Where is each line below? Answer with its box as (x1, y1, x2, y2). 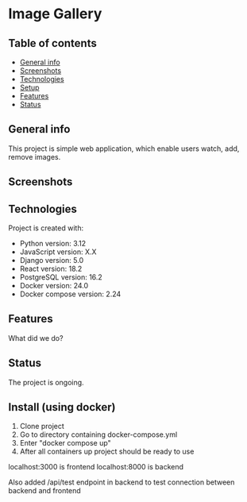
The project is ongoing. (8, 377, 85, 387)
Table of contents (8, 37, 97, 50)
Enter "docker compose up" (19, 438, 111, 448)
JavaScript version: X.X (19, 247, 97, 257)
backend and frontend (8, 486, 81, 496)
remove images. (8, 152, 61, 161)
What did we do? (8, 333, 64, 342)
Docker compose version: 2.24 (19, 289, 122, 299)
